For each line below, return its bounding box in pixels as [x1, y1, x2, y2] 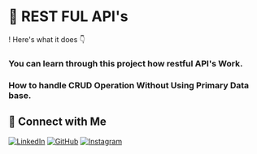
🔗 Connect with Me [8, 115, 107, 129]
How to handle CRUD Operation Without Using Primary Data [8, 79, 250, 91]
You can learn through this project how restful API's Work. [8, 58, 243, 69]
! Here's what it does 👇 [8, 34, 85, 44]
